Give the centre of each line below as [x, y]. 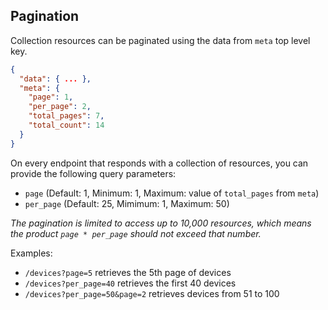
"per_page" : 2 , [60, 107]
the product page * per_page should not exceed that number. [136, 233]
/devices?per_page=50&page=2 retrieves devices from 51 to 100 [152, 293]
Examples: [31, 253]
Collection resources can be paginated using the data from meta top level [160, 40]
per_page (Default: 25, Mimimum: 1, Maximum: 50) [127, 203]
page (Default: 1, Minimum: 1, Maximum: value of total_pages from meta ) [172, 193]
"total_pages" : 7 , [66, 116]
